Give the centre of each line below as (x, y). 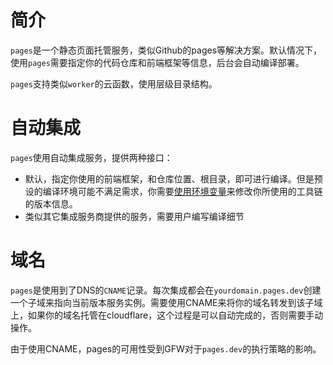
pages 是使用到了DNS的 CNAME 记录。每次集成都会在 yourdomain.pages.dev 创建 (166, 290)
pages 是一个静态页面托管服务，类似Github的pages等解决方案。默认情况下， (166, 50)
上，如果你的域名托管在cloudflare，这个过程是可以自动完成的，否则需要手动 (167, 315)
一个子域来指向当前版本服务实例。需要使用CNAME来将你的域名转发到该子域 (166, 302)
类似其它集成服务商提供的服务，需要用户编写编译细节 (134, 216)
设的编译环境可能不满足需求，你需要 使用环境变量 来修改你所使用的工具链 (173, 191)
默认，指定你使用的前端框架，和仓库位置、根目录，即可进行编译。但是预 (173, 178)
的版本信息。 (51, 203)
